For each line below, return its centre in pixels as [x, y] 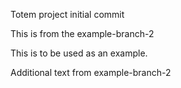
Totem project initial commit [67, 14]
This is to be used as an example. [79, 53]
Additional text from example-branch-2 [91, 72]
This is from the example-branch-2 [82, 33]
